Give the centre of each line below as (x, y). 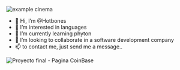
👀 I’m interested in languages (51, 27)
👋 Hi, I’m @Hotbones (40, 21)
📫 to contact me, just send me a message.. (69, 47)
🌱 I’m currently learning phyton (53, 34)
